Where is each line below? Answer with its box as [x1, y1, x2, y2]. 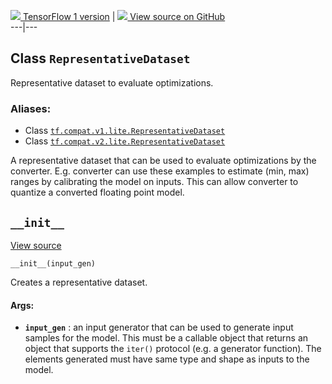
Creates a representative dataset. [10, 276, 148, 288]
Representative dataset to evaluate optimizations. [10, 76, 214, 89]
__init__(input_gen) [10, 258, 97, 269]
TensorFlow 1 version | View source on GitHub [22, 11, 226, 22]
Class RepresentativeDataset [10, 50, 191, 67]
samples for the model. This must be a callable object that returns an [24, 332, 309, 344]
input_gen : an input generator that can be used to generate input [24, 321, 294, 334]
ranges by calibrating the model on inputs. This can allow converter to [10, 176, 299, 188]
